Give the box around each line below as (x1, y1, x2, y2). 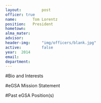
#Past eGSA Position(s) (5, 92, 54, 98)
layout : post (5, 7, 51, 13)
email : (5, 54, 19, 60)
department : (5, 59, 30, 64)
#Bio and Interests (5, 73, 44, 79)
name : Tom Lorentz (5, 17, 58, 22)
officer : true (5, 12, 36, 17)
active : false (5, 45, 53, 50)
